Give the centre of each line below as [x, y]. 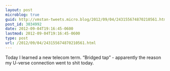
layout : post [19, 10]
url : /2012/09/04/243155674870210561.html [51, 43]
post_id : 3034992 [24, 24]
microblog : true [22, 15]
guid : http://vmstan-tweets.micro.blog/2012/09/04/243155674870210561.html [87, 19]
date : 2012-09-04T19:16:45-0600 [39, 29]
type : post [17, 39]
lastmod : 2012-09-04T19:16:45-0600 [43, 33]
